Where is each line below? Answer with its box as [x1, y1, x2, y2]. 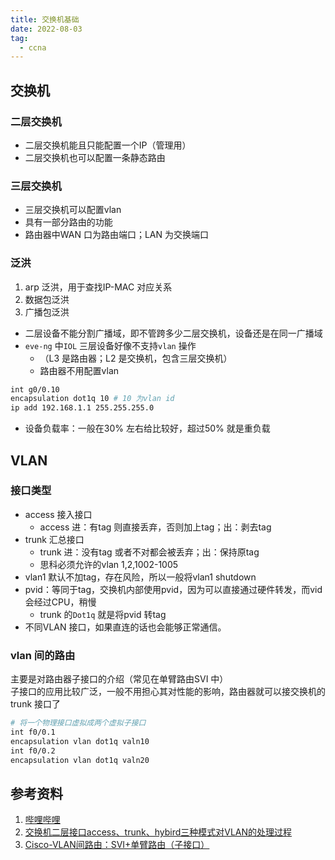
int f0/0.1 [10, 727, 56, 738]
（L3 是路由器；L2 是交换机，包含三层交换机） [39, 352, 233, 364]
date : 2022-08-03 [10, 24, 83, 34]
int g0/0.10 [10, 384, 60, 395]
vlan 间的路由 [10, 648, 76, 662]
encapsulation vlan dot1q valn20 [10, 755, 150, 765]
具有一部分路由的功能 [24, 216, 113, 228]
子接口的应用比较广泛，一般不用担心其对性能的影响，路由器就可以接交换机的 [10, 686, 326, 698]
